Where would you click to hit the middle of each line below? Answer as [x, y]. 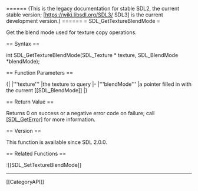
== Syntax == [23, 44]
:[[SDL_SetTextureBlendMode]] [44, 165]
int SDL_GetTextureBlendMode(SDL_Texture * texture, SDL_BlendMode [92, 55]
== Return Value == [30, 102]
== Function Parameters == [40, 73]
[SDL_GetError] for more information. [51, 119]
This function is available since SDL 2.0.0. [57, 142]
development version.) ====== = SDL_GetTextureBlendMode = [83, 21]
